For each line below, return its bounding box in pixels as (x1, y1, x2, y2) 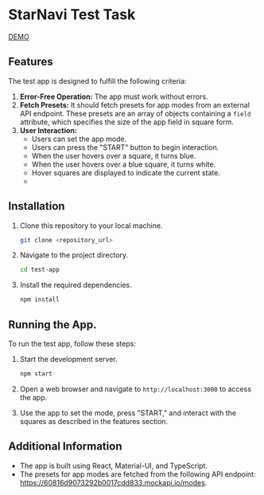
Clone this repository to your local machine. (19, 221, 163, 230)
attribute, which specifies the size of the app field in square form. (19, 117, 235, 127)
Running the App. (8, 317, 97, 332)
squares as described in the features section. (19, 416, 169, 426)
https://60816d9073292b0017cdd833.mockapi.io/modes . (19, 477, 208, 487)
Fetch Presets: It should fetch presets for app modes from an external (19, 100, 250, 109)
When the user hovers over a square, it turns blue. (31, 151, 196, 160)
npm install (19, 296, 60, 304)
